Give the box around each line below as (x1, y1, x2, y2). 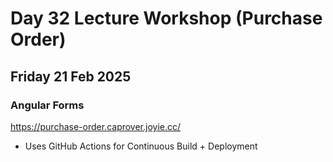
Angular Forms (10, 98, 85, 112)
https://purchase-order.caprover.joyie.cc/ (10, 120, 182, 132)
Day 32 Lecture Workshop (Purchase (10, 7, 323, 30)
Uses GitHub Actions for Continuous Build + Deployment (24, 140, 258, 152)
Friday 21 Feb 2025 (10, 68, 132, 85)
